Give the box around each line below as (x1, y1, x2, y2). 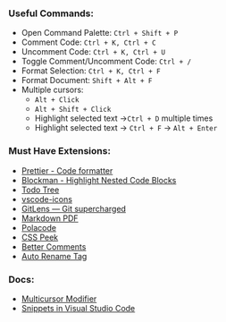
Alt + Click (34, 96, 80, 105)
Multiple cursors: (21, 84, 84, 96)
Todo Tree (21, 184, 60, 195)
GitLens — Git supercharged (21, 203, 127, 214)
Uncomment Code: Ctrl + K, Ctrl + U (21, 47, 166, 57)
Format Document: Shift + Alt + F (21, 75, 153, 86)
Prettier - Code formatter (21, 165, 113, 176)
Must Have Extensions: (8, 145, 111, 157)
